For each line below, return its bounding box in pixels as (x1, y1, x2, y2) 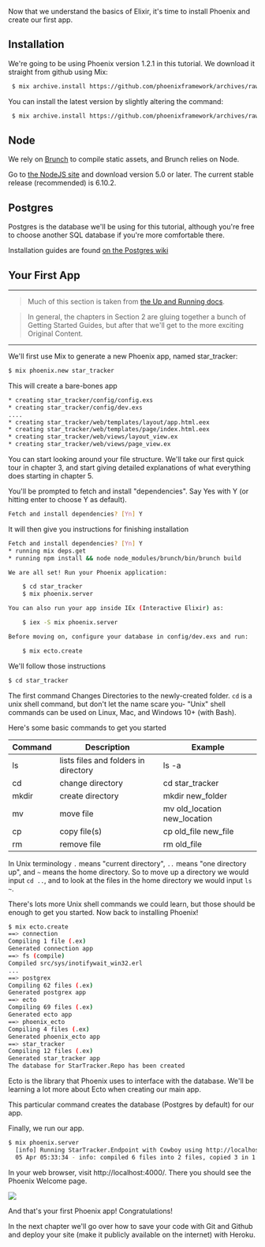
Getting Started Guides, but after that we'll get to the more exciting (27, 321, 244, 329)
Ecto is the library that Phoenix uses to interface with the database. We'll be (8, 1076, 254, 1085)
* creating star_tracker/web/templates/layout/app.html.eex (8, 418, 211, 426)
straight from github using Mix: (8, 67, 108, 76)
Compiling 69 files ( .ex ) (8, 1003, 93, 1011)
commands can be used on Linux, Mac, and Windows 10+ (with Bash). (8, 707, 237, 717)
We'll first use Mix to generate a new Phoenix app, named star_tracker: (8, 352, 238, 361)
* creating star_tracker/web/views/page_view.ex (8, 441, 171, 449)
